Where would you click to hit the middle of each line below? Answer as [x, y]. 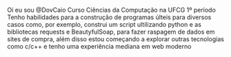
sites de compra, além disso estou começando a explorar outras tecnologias [115, 39]
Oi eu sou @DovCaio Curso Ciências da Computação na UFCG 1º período [111, 10]
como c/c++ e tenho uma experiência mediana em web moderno [99, 46]
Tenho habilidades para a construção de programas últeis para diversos [109, 17]
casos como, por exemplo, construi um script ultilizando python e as [104, 24]
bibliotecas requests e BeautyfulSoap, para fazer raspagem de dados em [111, 32]
